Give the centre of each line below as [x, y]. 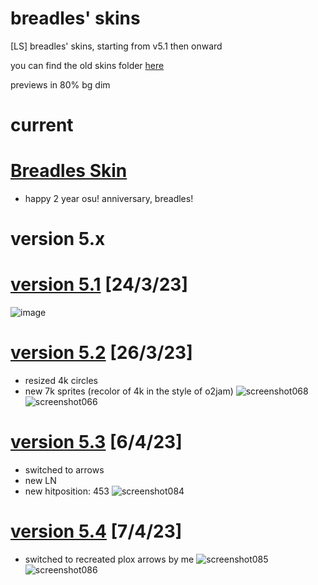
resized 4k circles [61, 381]
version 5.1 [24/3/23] [99, 284]
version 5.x [58, 239]
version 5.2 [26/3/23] [101, 353]
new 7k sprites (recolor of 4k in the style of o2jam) [129, 391]
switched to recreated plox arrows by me [109, 559]
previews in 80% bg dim [60, 84]
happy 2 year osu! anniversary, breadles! [109, 199]
